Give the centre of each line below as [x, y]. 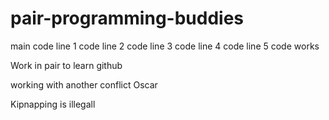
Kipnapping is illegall [53, 104]
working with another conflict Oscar [84, 84]
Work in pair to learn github [66, 65]
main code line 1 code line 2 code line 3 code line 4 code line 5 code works [165, 46]
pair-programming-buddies [127, 18]
